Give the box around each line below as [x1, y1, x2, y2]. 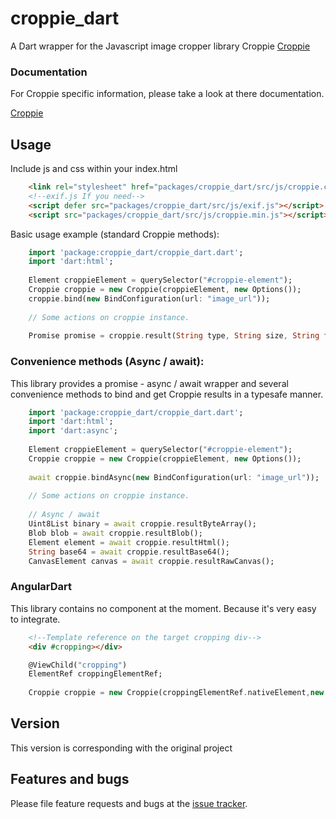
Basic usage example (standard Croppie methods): [10, 228, 220, 240]
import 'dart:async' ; [28, 426, 118, 436]
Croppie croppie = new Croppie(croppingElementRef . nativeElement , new [28, 688, 325, 698]
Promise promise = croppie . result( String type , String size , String [28, 331, 320, 341]
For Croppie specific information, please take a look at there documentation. [10, 88, 325, 100]
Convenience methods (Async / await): [10, 355, 205, 369]
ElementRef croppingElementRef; [28, 669, 163, 679]
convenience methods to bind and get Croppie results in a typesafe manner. [10, 388, 324, 400]
